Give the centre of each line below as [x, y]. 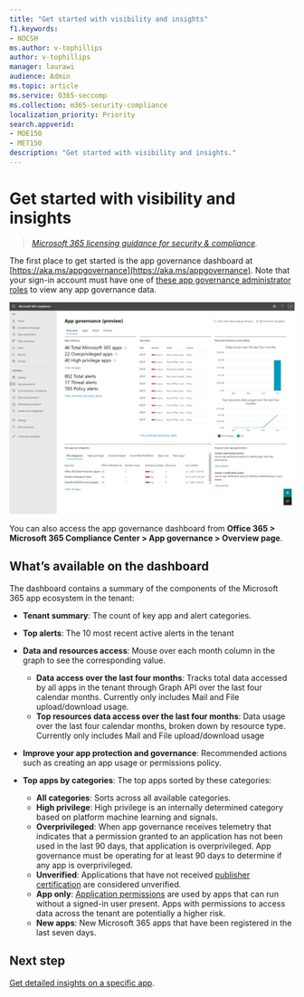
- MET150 [26, 144]
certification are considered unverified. [109, 884]
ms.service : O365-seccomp [58, 95]
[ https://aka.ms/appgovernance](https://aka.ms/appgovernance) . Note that [150, 270]
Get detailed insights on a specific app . [82, 983]
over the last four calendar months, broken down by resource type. [161, 725]
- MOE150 [26, 134]
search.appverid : [42, 124]
